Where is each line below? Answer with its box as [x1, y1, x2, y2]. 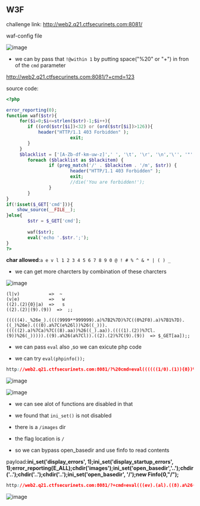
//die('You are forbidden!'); [70, 179, 145, 186]
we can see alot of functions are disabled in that [14, 400, 133, 408]
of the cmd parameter [14, 61, 66, 69]
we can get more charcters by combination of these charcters [14, 268, 167, 275]
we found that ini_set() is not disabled [14, 412, 112, 419]
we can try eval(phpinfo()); [14, 355, 85, 362]
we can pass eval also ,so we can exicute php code [14, 343, 142, 351]
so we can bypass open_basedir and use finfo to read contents [14, 447, 170, 454]
